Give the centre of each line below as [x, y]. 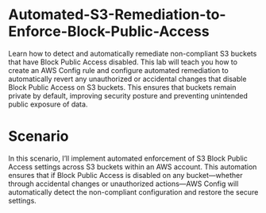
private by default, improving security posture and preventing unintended [128, 95]
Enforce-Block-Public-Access [109, 31]
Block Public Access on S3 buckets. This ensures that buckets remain [122, 87]
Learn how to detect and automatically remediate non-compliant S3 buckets [133, 53]
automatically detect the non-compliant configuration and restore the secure [133, 192]
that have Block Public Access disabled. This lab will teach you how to [123, 62]
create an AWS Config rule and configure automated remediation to [118, 70]
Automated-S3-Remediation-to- [117, 15]
